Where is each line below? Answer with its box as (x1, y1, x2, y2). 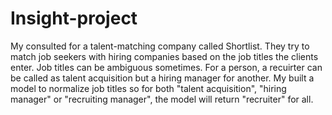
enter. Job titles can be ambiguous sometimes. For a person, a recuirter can (10, 61, 323, 73)
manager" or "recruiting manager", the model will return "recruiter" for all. (10, 93, 314, 105)
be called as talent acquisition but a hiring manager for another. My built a (10, 72, 315, 84)
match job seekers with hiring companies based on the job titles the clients (10, 50, 319, 62)
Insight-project (10, 7, 138, 30)
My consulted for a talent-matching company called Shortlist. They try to (10, 40, 310, 52)
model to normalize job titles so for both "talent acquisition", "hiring (10, 82, 287, 94)
